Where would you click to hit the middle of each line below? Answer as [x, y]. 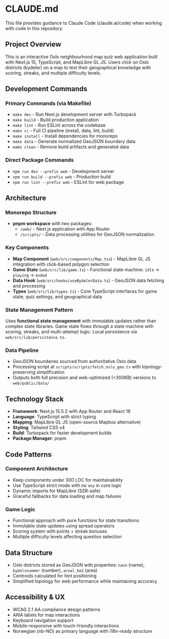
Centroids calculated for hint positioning [55, 575]
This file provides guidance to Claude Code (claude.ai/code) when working [84, 23]
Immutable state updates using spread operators [63, 526]
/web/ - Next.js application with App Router [65, 229]
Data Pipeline [22, 350]
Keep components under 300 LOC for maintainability [68, 480]
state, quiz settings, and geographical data [57, 296]
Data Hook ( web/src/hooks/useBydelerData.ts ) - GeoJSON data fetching [88, 280]
